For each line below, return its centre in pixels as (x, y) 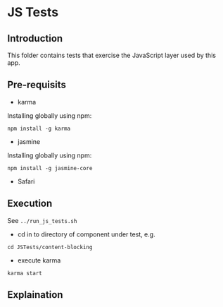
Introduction (35, 38)
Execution (30, 204)
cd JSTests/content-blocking (50, 247)
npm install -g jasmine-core (50, 168)
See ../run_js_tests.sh (42, 220)
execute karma (39, 260)
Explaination (35, 295)
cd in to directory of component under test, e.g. (87, 234)
